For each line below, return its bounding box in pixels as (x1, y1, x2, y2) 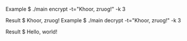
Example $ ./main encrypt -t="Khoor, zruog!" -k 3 (5, 6, 126, 12)
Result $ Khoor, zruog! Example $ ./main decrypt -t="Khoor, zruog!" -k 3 (5, 17, 181, 23)
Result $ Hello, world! (5, 28, 58, 35)
